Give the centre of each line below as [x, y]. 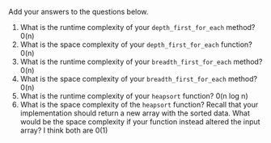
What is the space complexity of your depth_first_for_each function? [136, 44]
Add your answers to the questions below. [78, 12]
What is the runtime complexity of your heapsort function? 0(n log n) [134, 96]
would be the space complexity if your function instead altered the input [140, 122]
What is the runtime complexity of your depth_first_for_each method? [138, 27]
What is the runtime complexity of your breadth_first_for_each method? [141, 61]
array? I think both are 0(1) [64, 130]
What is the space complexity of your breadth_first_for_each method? [138, 79]
